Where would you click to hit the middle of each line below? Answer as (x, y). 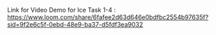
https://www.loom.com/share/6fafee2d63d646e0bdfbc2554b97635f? (108, 17)
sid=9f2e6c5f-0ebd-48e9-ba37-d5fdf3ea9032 (75, 24)
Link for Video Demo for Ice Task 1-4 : (62, 10)
